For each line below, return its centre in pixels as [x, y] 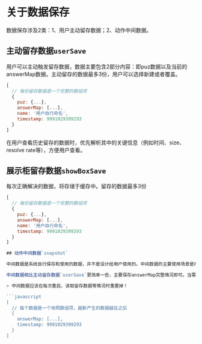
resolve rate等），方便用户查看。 [46, 150]
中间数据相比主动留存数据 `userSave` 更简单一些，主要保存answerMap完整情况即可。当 [99, 275]
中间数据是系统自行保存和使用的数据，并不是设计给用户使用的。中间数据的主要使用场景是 [100, 264]
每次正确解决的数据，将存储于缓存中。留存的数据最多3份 [76, 186]
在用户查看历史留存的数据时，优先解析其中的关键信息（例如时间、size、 [96, 143]
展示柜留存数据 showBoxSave [56, 171]
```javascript [24, 296]
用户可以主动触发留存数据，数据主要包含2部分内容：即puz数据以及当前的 [97, 66]
